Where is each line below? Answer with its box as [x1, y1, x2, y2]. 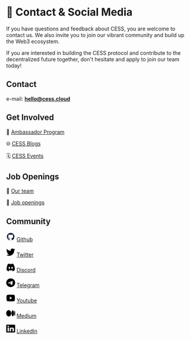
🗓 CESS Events [6, 152, 44, 159]
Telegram [16, 282, 40, 289]
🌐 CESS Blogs [6, 140, 41, 147]
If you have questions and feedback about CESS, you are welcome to [6, 25, 176, 32]
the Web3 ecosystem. [6, 38, 60, 45]
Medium [16, 313, 37, 320]
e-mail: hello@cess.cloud [6, 95, 71, 102]
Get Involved [6, 113, 55, 123]
